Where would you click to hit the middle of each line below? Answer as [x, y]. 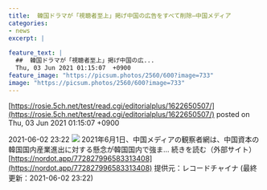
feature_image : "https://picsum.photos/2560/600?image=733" [111, 75]
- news [19, 30]
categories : [28, 23]
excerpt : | [27, 38]
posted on [233, 114]
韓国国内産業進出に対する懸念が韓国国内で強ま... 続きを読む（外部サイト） [132, 149]
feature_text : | [35, 53]
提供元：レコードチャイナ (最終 [205, 168]
